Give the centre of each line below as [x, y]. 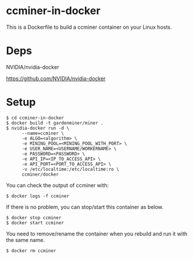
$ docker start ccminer [35, 223]
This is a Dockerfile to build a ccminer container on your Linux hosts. [89, 27]
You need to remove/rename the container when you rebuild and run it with [97, 234]
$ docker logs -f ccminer [38, 196]
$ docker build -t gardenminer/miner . [55, 123]
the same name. [26, 240]
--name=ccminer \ [43, 133]
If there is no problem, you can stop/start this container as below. [85, 207]
